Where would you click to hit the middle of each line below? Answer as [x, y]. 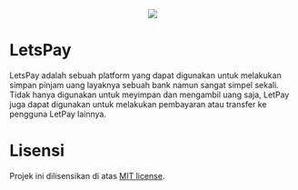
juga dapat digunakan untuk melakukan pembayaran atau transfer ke [138, 104]
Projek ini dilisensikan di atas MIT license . [87, 175]
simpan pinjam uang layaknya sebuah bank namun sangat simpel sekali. [144, 85]
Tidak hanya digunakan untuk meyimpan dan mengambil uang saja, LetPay [149, 95]
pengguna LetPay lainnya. [58, 114]
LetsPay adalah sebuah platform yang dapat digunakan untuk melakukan [145, 75]
